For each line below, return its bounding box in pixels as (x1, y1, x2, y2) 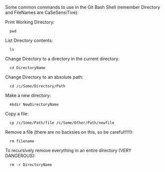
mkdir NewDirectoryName (9, 102, 59, 107)
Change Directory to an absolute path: (5, 74, 83, 80)
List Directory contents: (5, 37, 53, 43)
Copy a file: (5, 111, 29, 116)
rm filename (9, 139, 35, 144)
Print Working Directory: (5, 19, 55, 25)
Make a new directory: (5, 92, 51, 98)
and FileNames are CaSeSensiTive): (5, 9, 79, 15)
